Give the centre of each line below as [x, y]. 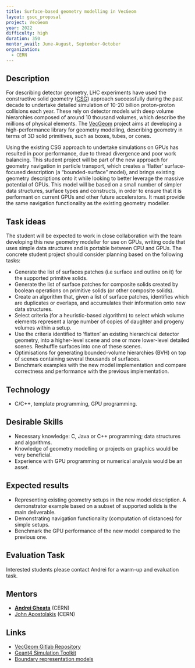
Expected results [37, 486]
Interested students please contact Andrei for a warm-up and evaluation [93, 569]
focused [16, 172]
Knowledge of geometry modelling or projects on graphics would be [96, 448]
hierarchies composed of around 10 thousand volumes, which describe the [96, 117]
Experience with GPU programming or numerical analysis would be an [98, 461]
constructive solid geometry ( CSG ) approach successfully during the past [95, 99]
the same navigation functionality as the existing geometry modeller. [88, 203]
